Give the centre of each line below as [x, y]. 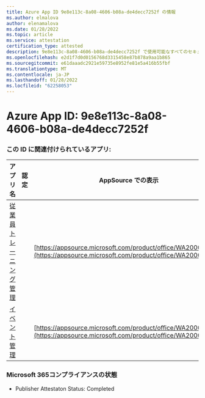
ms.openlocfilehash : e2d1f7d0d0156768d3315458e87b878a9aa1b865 [88, 57]
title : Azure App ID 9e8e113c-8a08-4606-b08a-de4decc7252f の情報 [91, 12]
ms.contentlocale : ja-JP [38, 75]
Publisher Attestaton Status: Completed [65, 388]
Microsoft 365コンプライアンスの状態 [62, 375]
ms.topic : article [30, 35]
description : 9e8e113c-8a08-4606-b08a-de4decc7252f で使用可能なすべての [97, 52]
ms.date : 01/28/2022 [33, 29]
